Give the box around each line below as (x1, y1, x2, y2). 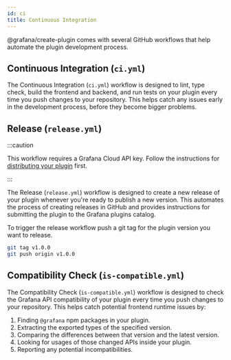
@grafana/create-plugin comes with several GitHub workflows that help (7, 35, 211, 43)
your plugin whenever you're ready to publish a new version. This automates (7, 195, 224, 204)
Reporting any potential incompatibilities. (16, 345, 133, 353)
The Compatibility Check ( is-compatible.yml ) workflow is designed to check (7, 288, 224, 296)
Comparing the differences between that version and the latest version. (16, 330, 220, 339)
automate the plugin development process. (7, 43, 129, 51)
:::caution (7, 141, 34, 149)
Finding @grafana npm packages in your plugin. (16, 316, 151, 324)
